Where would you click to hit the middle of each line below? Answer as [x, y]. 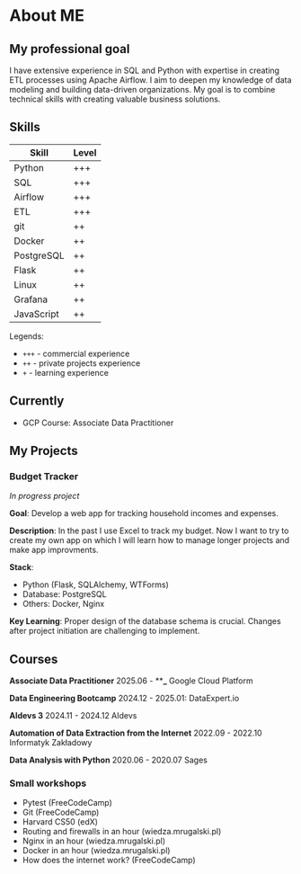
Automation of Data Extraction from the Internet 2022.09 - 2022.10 [136, 733]
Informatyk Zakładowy [51, 743]
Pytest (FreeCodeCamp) [67, 803]
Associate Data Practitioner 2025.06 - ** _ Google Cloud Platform [131, 681]
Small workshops [48, 783]
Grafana [31, 299]
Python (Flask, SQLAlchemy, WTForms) [95, 584]
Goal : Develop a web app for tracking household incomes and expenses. [144, 513]
